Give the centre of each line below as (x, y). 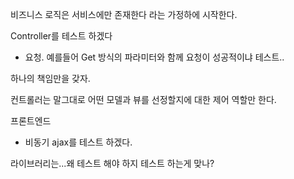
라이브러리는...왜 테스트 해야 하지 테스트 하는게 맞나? (112, 163)
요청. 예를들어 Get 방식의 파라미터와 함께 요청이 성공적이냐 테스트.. (154, 57)
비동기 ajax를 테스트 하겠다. (78, 142)
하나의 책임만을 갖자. (50, 78)
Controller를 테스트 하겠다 (61, 36)
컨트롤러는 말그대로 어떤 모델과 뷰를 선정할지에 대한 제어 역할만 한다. (143, 99)
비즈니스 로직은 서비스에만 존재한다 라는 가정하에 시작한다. (124, 14)
